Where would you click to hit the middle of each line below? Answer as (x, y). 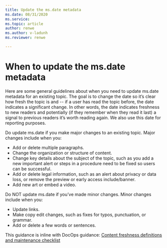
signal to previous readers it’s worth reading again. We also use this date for (83, 117)
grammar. (22, 220)
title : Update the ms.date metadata (43, 10)
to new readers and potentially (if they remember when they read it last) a (81, 112)
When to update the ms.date (65, 67)
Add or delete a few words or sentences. (54, 225)
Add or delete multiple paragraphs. (48, 147)
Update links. (26, 209)
